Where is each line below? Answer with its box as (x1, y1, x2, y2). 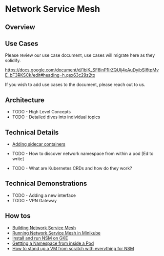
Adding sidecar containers (12, 141, 66, 147)
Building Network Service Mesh (12, 225, 76, 231)
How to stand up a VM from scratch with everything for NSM (12, 245, 134, 251)
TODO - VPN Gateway (12, 197, 57, 203)
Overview (5, 23, 36, 31)
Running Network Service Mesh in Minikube (12, 230, 101, 235)
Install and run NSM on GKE (12, 235, 68, 241)
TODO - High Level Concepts (12, 109, 71, 115)
